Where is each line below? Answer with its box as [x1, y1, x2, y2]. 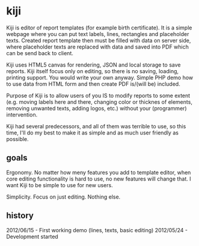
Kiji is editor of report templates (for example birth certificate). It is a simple [6, 24, 192, 31]
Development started [6, 233, 58, 240]
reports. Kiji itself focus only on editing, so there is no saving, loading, [6, 67, 179, 74]
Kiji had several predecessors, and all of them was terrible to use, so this [6, 122, 186, 130]
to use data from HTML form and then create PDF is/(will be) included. [6, 80, 180, 88]
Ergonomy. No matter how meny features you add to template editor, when [6, 169, 191, 176]
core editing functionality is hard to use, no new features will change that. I [6, 175, 191, 182]
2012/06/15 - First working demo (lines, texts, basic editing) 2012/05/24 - [6, 226, 188, 233]
